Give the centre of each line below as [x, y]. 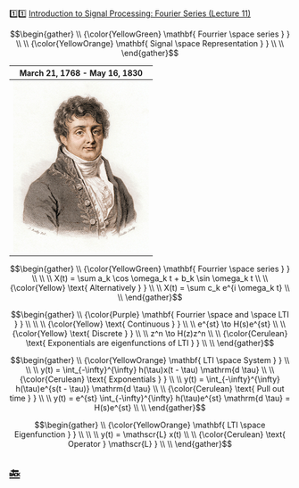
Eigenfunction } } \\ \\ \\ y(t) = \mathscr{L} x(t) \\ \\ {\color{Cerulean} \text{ [150, 434]
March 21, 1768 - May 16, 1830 [81, 73]
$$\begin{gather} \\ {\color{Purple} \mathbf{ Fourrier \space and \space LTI [150, 315]
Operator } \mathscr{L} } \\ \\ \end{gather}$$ [150, 444]
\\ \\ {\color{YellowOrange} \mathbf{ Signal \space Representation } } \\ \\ [150, 43]
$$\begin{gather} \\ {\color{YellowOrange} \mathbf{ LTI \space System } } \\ [150, 360]
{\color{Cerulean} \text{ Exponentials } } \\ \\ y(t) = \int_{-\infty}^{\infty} [150, 379]
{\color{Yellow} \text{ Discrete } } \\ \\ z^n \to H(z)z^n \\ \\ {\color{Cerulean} [150, 334]
